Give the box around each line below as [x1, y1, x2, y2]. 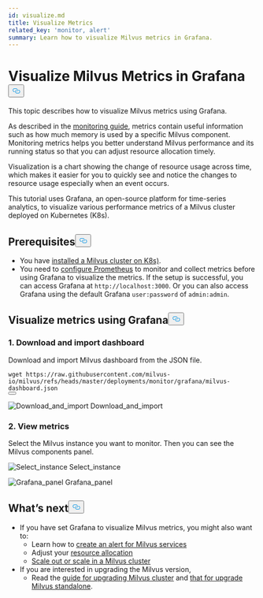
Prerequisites [8, 235, 76, 248]
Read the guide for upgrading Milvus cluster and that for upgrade [31, 573, 243, 582]
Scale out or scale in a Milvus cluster [31, 556, 151, 566]
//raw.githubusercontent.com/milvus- [46, 370, 171, 378]
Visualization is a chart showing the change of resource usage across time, [8, 162, 252, 172]
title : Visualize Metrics [8, 19, 93, 27]
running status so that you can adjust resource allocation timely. [8, 147, 216, 156]
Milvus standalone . [31, 581, 93, 591]
